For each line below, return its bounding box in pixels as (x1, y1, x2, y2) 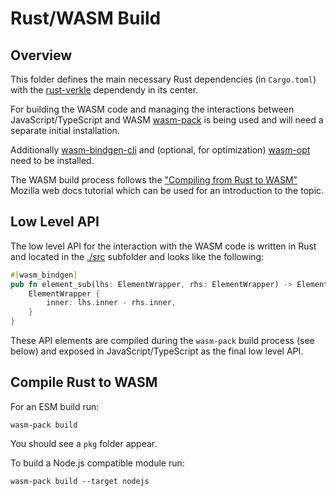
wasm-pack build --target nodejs (10, 476, 150, 486)
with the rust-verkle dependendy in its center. (10, 84, 199, 96)
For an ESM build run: (10, 400, 100, 412)
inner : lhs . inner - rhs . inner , (46, 298, 177, 308)
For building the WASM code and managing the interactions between (10, 103, 295, 115)
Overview (10, 47, 73, 64)
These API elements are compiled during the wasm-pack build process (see (10, 335, 315, 347)
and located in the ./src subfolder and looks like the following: (10, 250, 265, 262)
